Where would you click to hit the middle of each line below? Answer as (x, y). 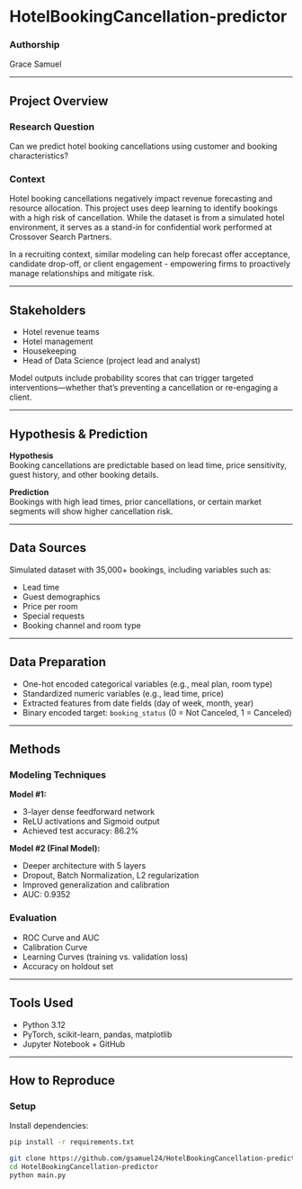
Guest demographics (61, 597)
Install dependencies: (49, 1126)
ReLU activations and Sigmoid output (91, 822)
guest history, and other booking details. (84, 475)
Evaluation (33, 918)
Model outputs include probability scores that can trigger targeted (132, 378)
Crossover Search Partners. (61, 237)
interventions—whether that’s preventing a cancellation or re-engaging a (144, 388)
